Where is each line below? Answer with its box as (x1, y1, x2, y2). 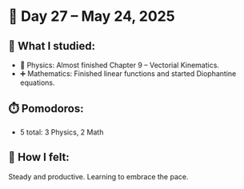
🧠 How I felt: (8, 151, 70, 164)
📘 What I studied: (8, 39, 96, 53)
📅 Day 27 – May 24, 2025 (8, 7, 175, 26)
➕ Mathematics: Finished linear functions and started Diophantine (19, 69, 237, 78)
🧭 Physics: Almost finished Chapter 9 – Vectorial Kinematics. (19, 60, 220, 70)
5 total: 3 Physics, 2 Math (19, 127, 104, 137)
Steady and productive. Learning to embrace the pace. (8, 171, 189, 181)
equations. (19, 78, 55, 87)
